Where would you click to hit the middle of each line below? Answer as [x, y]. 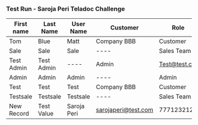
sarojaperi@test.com [125, 110]
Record [19, 114]
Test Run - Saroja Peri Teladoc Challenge [66, 9]
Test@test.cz [177, 64]
